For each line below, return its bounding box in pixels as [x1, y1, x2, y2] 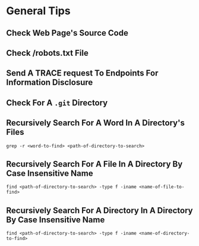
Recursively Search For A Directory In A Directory [6, 205, 193, 215]
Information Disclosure [6, 77, 93, 87]
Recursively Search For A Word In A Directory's [6, 118, 185, 128]
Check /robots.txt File [6, 48, 89, 58]
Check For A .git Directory [6, 97, 108, 108]
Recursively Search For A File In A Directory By [6, 159, 183, 169]
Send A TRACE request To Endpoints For [6, 68, 159, 78]
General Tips [6, 4, 71, 18]
